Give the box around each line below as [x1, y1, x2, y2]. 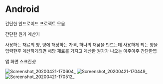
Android [5, 3, 40, 15]
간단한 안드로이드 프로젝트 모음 [5, 20, 66, 26]
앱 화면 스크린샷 [5, 58, 36, 64]
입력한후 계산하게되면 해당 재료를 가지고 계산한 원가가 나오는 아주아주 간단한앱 [5, 48, 157, 54]
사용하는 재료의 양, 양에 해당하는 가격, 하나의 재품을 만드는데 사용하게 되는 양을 [5, 41, 158, 48]
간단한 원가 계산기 [5, 31, 40, 37]
